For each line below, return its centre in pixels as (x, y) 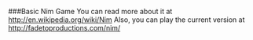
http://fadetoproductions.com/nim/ (64, 28)
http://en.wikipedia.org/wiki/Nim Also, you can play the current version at (126, 20)
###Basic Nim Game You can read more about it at (90, 11)
